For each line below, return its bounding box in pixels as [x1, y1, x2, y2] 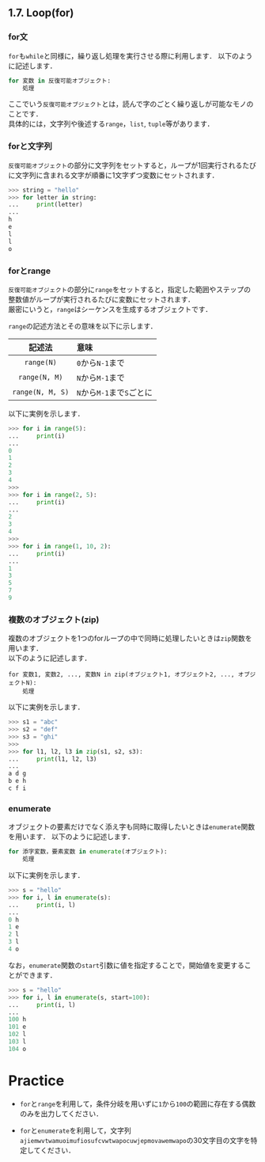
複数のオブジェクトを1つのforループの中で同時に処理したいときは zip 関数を [8, 633, 252, 644]
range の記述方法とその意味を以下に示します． [8, 321, 157, 331]
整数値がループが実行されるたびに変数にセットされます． [8, 294, 195, 304]
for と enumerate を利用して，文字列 [19, 1126, 132, 1135]
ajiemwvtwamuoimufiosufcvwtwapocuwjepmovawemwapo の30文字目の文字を [19, 1135, 251, 1145]
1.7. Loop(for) [8, 6, 74, 20]
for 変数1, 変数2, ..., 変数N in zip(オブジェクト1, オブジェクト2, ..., [8, 670, 235, 679]
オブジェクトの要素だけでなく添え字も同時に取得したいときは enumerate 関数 [8, 822, 256, 832]
